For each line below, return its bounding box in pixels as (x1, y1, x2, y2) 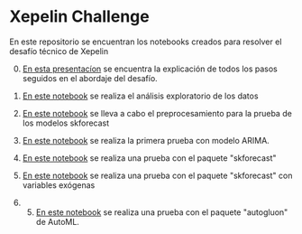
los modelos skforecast (22, 117, 110, 128)
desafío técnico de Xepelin (9, 45, 109, 56)
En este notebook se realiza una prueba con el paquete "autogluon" (35, 206, 288, 218)
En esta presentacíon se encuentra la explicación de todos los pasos (22, 63, 278, 74)
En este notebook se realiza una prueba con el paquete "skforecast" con (22, 170, 293, 181)
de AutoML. (35, 216, 79, 227)
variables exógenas (22, 179, 96, 191)
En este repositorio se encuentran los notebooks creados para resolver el (9, 36, 282, 47)
